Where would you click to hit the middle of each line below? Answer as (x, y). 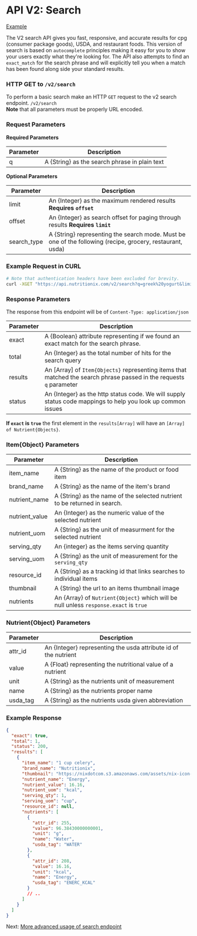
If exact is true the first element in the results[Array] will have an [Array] (96, 423)
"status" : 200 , (30, 747)
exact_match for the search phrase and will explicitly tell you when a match (96, 63)
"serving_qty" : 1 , (44, 796)
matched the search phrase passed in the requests (114, 377)
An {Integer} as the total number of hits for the (108, 353)
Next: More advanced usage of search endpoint (64, 927)
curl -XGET (19, 284)
